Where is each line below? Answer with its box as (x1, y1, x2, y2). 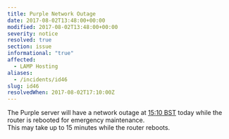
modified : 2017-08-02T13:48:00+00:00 (7, 23, 118, 30)
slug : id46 (7, 83, 39, 90)
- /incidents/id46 (13, 75, 68, 83)
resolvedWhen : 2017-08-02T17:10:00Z (7, 89, 115, 96)
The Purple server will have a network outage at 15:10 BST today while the (7, 109, 223, 117)
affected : (7, 56, 37, 64)
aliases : (7, 69, 33, 76)
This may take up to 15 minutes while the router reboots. (7, 123, 171, 132)
